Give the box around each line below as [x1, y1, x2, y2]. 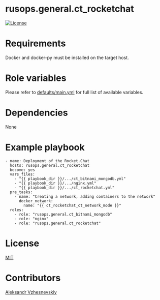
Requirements [5, 38, 66, 49]
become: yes [10, 167, 36, 172]
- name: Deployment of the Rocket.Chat [5, 158, 90, 163]
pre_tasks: [10, 189, 33, 195]
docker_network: [18, 198, 53, 203]
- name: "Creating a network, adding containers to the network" [14, 194, 156, 199]
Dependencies [5, 107, 68, 118]
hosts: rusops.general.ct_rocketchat [10, 163, 90, 168]
